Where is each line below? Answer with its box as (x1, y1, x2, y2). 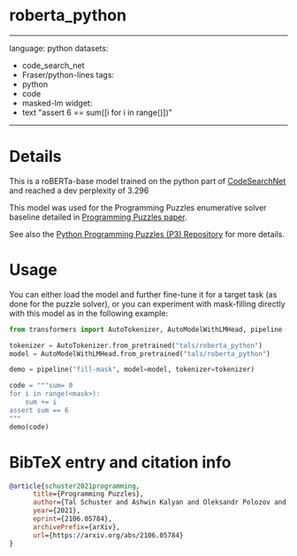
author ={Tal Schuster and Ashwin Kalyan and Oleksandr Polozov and (32, 498, 287, 507)
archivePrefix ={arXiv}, (32, 522, 121, 531)
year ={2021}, (32, 506, 81, 515)
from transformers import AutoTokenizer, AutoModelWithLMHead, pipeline (9, 325, 283, 334)
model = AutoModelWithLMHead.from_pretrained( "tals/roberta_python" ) (9, 349, 271, 359)
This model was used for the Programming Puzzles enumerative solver (9, 202, 267, 212)
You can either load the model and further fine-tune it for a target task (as (9, 289, 278, 299)
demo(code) (9, 422, 49, 431)
